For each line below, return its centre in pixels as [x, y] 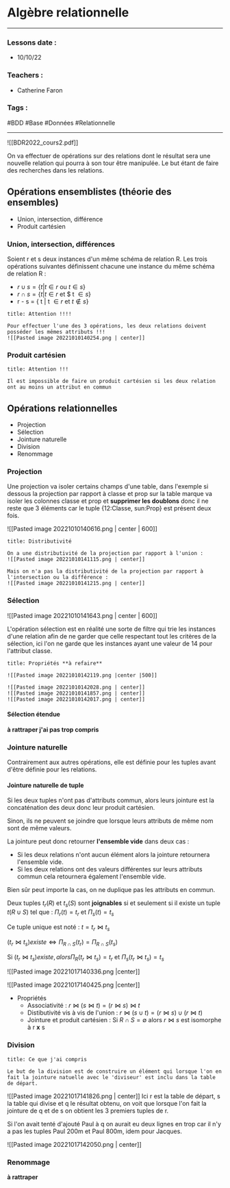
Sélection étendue [34, 715]
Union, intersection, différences [61, 244]
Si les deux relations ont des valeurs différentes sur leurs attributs [110, 869]
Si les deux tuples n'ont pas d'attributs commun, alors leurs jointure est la [111, 800]
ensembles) [33, 202]
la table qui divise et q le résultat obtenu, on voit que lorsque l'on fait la [107, 1103]
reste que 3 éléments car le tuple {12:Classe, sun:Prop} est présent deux [109, 508]
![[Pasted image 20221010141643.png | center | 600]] [82, 615]
